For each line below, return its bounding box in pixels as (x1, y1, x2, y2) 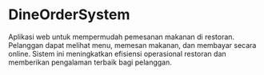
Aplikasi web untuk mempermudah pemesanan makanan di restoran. (8, 32, 234, 41)
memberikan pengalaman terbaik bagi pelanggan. (8, 57, 172, 67)
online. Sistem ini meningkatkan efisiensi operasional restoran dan (8, 49, 226, 58)
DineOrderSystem (8, 6, 130, 24)
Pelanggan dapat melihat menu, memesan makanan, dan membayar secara (8, 40, 257, 49)
